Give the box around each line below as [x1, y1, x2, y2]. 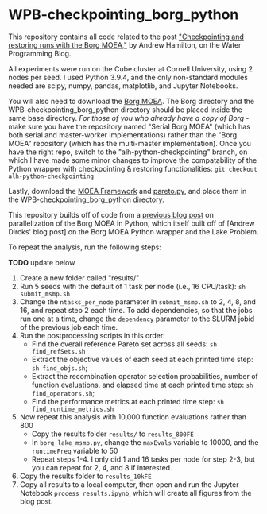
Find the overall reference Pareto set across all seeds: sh [31, 339, 217, 349]
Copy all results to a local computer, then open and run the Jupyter [19, 479, 239, 489]
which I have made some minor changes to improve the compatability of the [8, 155, 257, 164]
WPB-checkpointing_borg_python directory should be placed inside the [8, 105, 242, 114]
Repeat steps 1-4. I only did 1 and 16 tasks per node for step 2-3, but [31, 454, 256, 464]
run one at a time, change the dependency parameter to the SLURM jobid [19, 314, 255, 323]
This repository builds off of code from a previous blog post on [8, 210, 215, 219]
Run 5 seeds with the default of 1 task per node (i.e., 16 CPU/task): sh [19, 281, 246, 291]
